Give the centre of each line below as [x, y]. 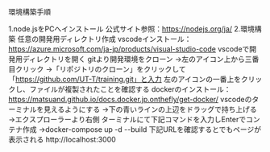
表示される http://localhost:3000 [62, 140]
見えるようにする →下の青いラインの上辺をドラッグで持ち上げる [150, 109]
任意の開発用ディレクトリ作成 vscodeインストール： [104, 39]
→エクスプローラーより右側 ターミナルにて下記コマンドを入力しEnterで [127, 119]
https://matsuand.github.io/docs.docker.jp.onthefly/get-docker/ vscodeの [130, 99]
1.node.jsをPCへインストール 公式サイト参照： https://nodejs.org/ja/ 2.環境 [132, 29]
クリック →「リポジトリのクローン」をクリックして [101, 69]
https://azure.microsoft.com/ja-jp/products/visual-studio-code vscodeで [129, 49]
